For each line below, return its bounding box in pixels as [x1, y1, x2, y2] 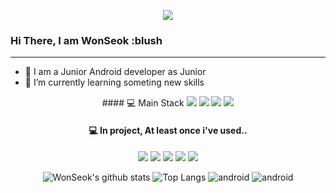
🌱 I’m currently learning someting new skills [24, 76, 205, 89]
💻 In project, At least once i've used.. [88, 124, 248, 136]
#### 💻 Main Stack [101, 97, 185, 109]
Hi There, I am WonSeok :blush [10, 33, 163, 47]
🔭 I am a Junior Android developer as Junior [24, 66, 207, 78]
